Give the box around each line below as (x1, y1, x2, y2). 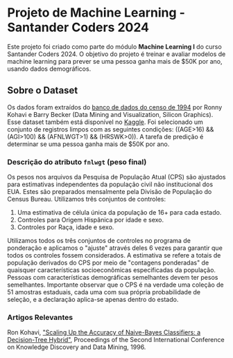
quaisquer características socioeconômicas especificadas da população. (7, 266, 216, 274)
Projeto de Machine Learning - (7, 5, 186, 21)
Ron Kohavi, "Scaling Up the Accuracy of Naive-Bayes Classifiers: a (7, 328, 201, 337)
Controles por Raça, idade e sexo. (17, 223, 114, 231)
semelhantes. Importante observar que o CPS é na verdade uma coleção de (7, 280, 224, 289)
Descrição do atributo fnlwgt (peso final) (7, 157, 147, 167)
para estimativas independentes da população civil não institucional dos (7, 180, 214, 188)
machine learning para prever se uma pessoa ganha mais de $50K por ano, (7, 57, 223, 65)
